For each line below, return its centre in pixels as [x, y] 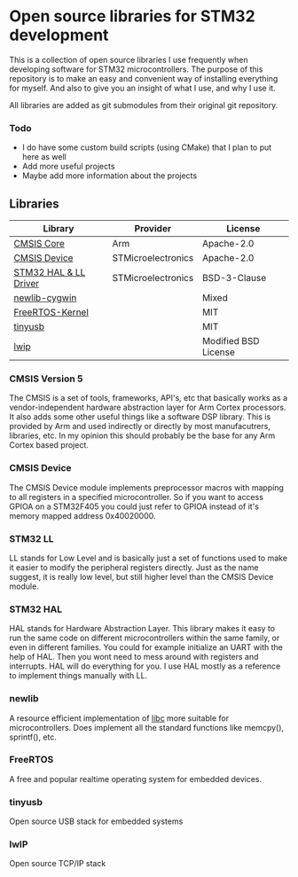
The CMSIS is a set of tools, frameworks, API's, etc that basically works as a [149, 398]
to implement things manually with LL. [78, 676]
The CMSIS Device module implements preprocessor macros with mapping [146, 487]
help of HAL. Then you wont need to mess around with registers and [134, 657]
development [59, 35]
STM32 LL [31, 538]
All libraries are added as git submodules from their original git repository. [144, 105]
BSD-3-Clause [235, 278]
